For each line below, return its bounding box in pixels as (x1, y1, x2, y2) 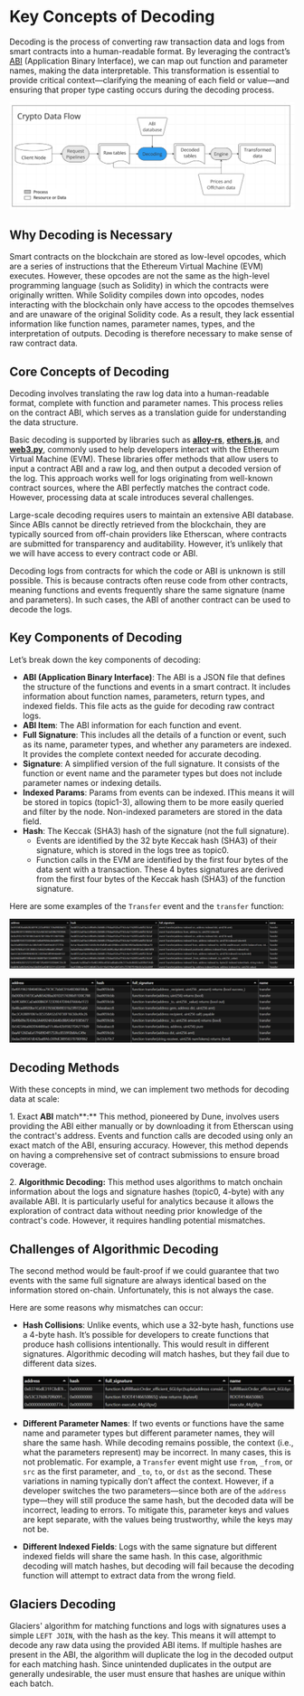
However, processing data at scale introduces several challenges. (9, 492, 255, 503)
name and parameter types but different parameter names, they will (22, 1427, 275, 1439)
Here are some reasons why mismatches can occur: (9, 1303, 204, 1313)
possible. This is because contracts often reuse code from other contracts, (9, 575, 289, 586)
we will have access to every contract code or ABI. (9, 548, 199, 559)
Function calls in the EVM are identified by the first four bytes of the (35, 854, 289, 865)
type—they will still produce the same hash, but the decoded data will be (22, 1495, 294, 1506)
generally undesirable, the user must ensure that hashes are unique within (9, 1669, 286, 1680)
